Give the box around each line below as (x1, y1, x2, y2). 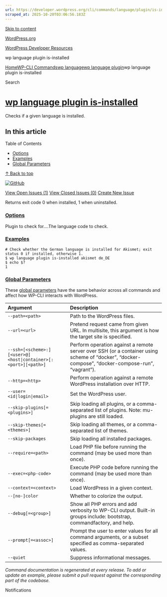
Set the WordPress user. (70, 390, 127, 397)
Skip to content (5, 25, 36, 31)
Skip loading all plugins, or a (70, 400, 136, 407)
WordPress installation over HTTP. (70, 380, 150, 387)
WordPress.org (5, 35, 36, 41)
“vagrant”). (70, 366, 96, 373)
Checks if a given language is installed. (5, 113, 85, 119)
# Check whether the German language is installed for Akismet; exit (5, 247, 153, 252)
